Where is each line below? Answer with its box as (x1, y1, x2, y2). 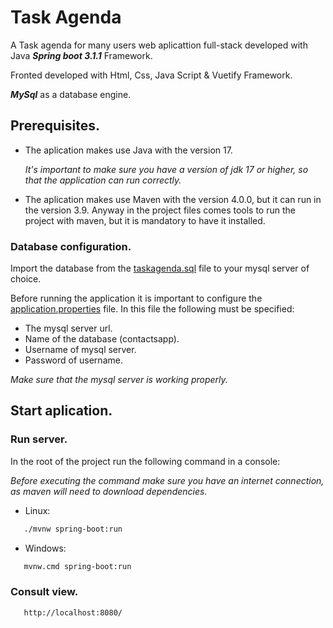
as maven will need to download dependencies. (10, 485, 208, 497)
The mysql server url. (24, 322, 113, 335)
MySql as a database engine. (10, 88, 132, 100)
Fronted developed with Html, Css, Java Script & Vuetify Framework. (10, 69, 293, 81)
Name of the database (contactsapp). (24, 333, 180, 345)
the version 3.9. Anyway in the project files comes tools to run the (24, 204, 296, 216)
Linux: (24, 504, 51, 516)
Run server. (10, 432, 68, 446)
